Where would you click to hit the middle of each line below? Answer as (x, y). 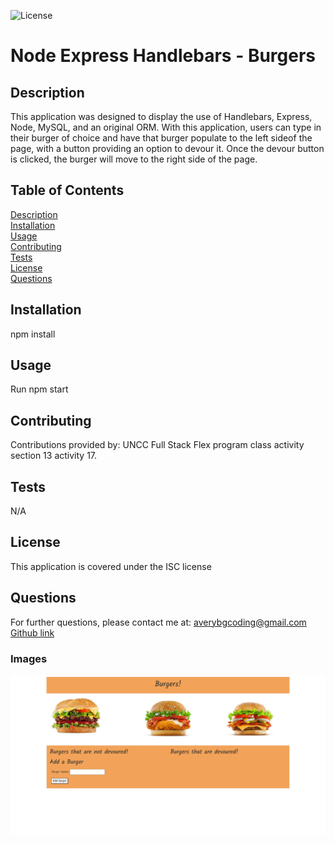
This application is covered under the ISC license (111, 566)
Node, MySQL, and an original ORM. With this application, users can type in (166, 127)
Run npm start (39, 389)
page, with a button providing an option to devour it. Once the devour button (167, 148)
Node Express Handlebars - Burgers (163, 56)
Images (29, 658)
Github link (32, 632)
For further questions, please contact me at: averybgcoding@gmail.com (158, 622)
